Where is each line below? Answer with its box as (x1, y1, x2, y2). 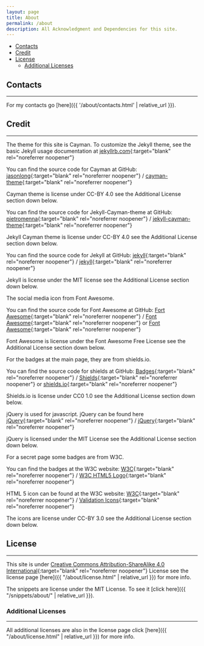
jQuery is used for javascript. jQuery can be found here (6, 410, 144, 417)
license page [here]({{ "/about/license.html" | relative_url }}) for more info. (6, 573, 191, 581)
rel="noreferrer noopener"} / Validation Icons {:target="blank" (6, 496, 160, 504)
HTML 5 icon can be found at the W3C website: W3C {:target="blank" (6, 490, 180, 497)
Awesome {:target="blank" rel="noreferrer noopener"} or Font (6, 319, 160, 326)
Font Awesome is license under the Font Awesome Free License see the (6, 337, 186, 344)
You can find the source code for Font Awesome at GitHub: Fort (6, 306, 165, 313)
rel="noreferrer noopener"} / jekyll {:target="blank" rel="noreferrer (6, 258, 172, 265)
